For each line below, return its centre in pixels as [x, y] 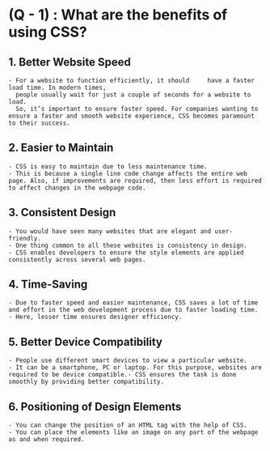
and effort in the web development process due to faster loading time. [133, 310]
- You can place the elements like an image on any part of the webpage [133, 432]
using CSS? [48, 32]
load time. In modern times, [57, 87]
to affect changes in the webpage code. [78, 188]
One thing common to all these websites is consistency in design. [132, 245]
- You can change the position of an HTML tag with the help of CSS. [128, 425]
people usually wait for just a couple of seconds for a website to [133, 95]
